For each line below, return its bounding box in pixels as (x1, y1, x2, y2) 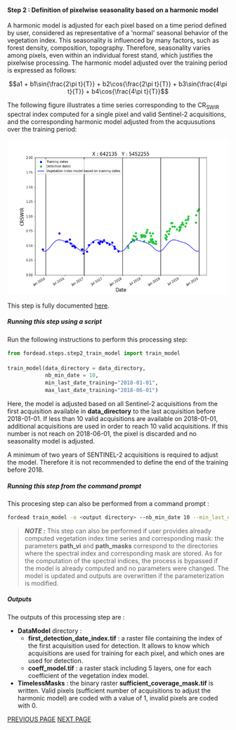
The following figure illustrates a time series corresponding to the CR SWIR (7, 101, 220, 111)
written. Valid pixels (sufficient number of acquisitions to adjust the (17, 686, 211, 695)
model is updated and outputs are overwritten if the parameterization (24, 571, 225, 580)
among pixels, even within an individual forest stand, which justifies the (7, 51, 214, 60)
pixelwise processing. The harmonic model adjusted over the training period (7, 58, 228, 67)
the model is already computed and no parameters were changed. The (24, 564, 229, 572)
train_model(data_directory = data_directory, (7, 365, 146, 372)
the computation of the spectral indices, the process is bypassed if (24, 556, 218, 565)
